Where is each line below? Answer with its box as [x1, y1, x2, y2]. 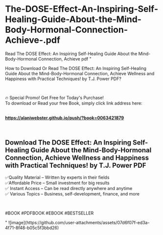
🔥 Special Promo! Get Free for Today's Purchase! [5, 94, 104, 101]
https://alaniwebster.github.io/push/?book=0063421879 [5, 115, 124, 121]
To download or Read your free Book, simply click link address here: [5, 100, 143, 106]
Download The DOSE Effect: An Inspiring [5, 138, 132, 147]
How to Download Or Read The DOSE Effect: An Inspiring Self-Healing [5, 65, 147, 71]
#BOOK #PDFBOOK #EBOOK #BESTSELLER [5, 210, 94, 216]
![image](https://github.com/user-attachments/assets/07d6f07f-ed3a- [8, 219, 150, 225]
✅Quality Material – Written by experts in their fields [5, 174, 110, 180]
